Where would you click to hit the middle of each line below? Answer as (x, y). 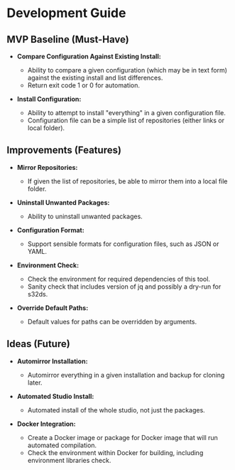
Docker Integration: (46, 424)
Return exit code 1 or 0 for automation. (83, 85)
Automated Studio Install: (55, 396)
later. (35, 383)
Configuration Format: (50, 230)
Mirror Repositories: (47, 167)
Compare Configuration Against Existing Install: (89, 56)
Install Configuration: (49, 99)
